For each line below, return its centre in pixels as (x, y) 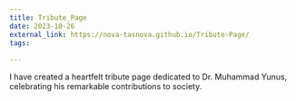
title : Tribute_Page (49, 18)
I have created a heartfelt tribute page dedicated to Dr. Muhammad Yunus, (148, 77)
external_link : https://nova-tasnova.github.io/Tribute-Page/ (129, 34)
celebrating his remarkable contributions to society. (106, 87)
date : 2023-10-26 (42, 26)
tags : (20, 43)
